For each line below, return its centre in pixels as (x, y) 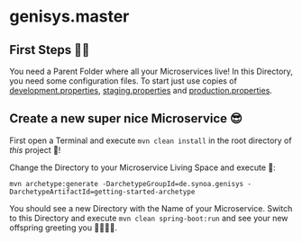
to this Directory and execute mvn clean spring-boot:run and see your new (149, 218)
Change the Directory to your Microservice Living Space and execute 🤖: (143, 167)
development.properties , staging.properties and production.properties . (141, 90)
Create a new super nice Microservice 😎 (126, 119)
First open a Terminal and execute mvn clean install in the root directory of (151, 140)
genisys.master (69, 17)
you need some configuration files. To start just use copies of (123, 81)
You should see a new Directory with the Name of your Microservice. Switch (151, 208)
